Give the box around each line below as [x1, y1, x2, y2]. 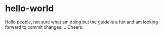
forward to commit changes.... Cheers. [5, 24, 84, 30]
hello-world [5, 3, 54, 14]
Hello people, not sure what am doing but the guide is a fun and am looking [5, 19, 158, 25]
